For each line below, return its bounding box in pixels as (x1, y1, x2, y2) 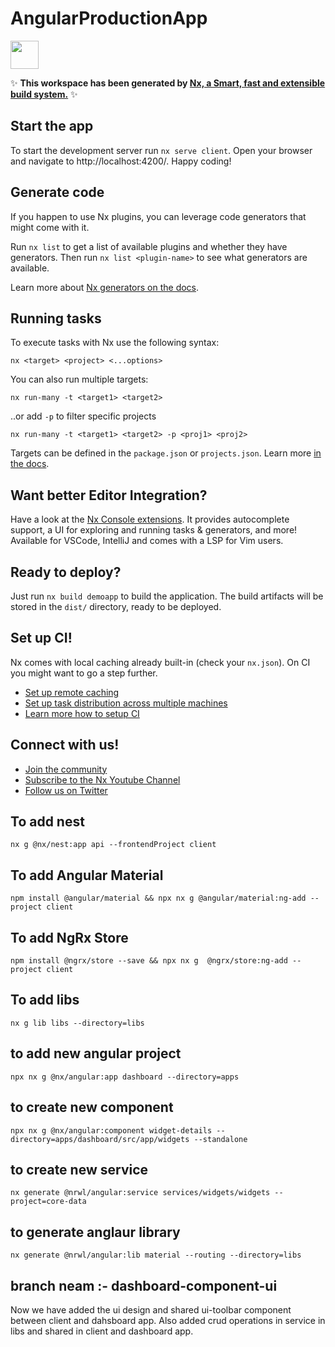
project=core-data (10, 1197, 87, 1207)
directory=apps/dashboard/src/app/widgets (10, 1134, 190, 1144)
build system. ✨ (10, 88, 78, 100)
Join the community (24, 763, 108, 775)
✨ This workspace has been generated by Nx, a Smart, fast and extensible (10, 77, 326, 89)
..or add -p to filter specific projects (10, 410, 157, 422)
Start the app (10, 118, 94, 135)
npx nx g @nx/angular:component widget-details (10, 1125, 213, 1136)
